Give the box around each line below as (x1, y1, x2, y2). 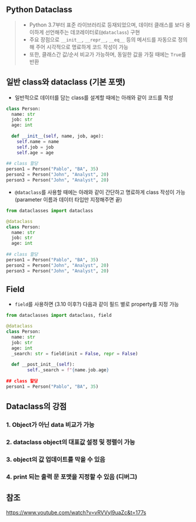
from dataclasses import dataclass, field (6, 313, 112, 319)
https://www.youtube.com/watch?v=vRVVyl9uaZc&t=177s (6, 508, 147, 516)
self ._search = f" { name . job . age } (27, 367, 109, 373)
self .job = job (16, 144, 54, 150)
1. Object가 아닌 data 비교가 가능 (6, 421, 95, 429)
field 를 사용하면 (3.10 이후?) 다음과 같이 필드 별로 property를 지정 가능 (14, 301, 180, 308)
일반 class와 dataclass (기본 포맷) (6, 77, 125, 87)
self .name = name (16, 138, 59, 144)
